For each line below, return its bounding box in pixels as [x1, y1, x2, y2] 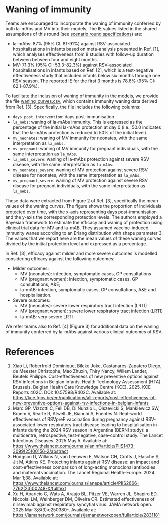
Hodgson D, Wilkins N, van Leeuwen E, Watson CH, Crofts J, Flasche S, [12, 453, 160, 459]
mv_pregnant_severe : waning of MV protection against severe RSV [12, 177, 148, 183]
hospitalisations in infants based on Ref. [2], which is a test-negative [12, 67, 154, 73]
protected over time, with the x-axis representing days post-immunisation [5, 208, 157, 215]
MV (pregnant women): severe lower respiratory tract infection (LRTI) [20, 308, 163, 314]
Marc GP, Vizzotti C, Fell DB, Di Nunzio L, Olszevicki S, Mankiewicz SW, [12, 405, 160, 411]
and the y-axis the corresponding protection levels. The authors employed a [5, 214, 162, 220]
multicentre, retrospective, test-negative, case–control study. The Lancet [12, 432, 163, 438]
